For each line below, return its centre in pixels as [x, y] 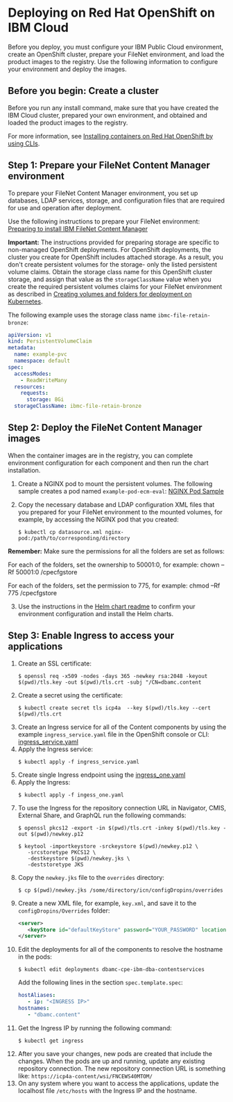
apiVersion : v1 [30, 335]
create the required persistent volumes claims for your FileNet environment [115, 286]
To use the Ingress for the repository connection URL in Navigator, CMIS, [122, 808]
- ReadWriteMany [44, 380]
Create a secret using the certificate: [70, 695]
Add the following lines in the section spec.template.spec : [100, 982]
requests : [35, 393]
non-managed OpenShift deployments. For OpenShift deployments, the [110, 249]
